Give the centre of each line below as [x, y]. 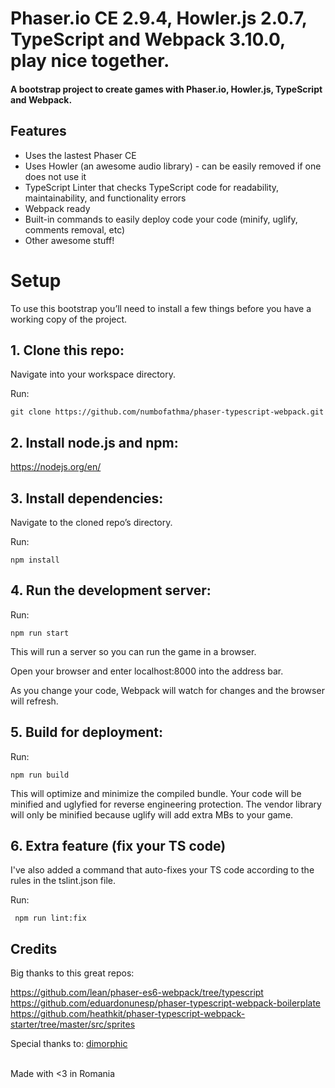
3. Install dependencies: [87, 498]
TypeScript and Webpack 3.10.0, [148, 39]
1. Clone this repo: [67, 350]
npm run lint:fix [50, 918]
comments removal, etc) [75, 229]
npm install [35, 560]
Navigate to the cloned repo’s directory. [91, 522]
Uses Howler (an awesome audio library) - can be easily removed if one [173, 166]
